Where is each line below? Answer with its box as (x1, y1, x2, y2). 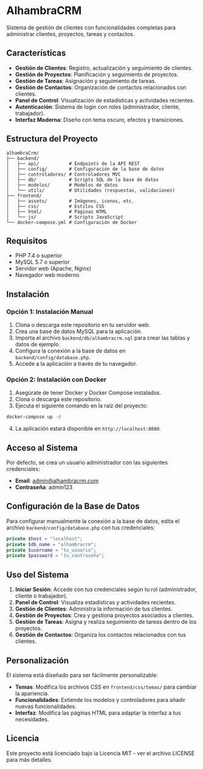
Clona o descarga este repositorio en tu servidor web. (15, 321, 151, 329)
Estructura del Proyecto (6, 134, 98, 144)
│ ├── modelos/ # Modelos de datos (6, 182, 119, 188)
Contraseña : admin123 (15, 484, 73, 491)
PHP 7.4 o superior (15, 252, 63, 259)
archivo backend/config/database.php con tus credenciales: (6, 524, 155, 531)
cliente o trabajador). (15, 592, 68, 599)
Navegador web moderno (15, 271, 80, 279)
